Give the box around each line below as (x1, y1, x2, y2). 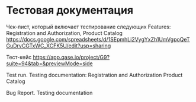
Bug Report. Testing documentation (6, 89, 93, 96)
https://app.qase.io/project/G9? (33, 53, 110, 60)
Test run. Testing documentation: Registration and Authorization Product (6, 71, 183, 78)
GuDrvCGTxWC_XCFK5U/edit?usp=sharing (6, 42, 111, 49)
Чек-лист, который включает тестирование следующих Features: (6, 23, 171, 30)
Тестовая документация (6, 4, 134, 17)
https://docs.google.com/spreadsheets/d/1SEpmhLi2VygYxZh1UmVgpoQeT (6, 36, 190, 43)
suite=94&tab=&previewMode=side (6, 60, 93, 67)
